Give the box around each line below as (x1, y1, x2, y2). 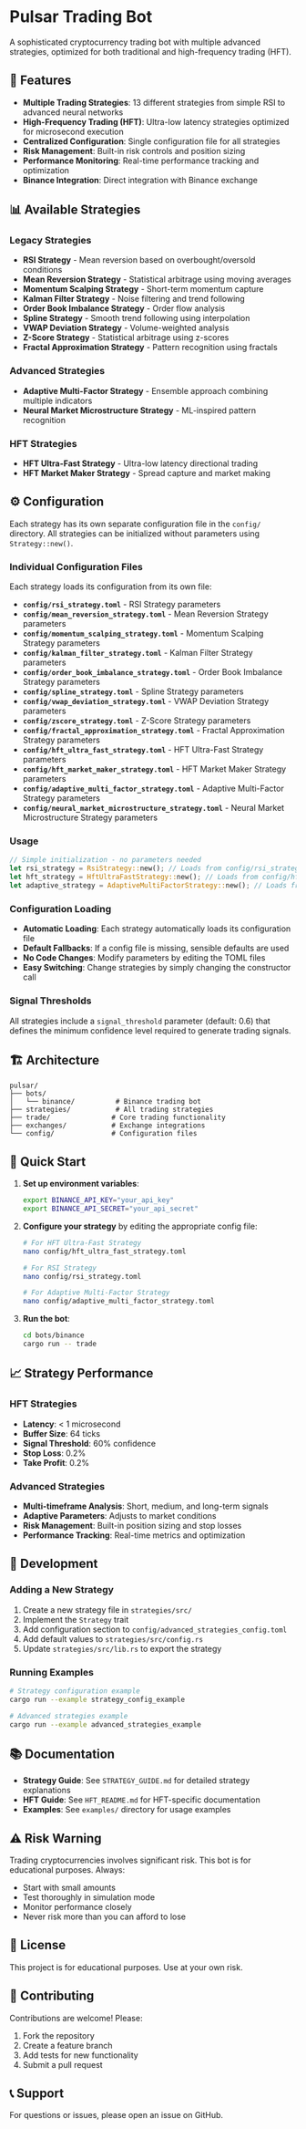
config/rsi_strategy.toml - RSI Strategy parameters (22, 599, 221, 610)
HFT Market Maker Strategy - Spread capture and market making (22, 468, 271, 479)
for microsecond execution (22, 126, 125, 137)
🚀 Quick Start (9, 1154, 87, 1169)
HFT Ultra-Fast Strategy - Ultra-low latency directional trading (22, 458, 259, 469)
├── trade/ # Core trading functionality (9, 1113, 226, 1123)
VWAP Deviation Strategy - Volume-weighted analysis (22, 322, 229, 334)
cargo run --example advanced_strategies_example (9, 1719, 202, 1729)
